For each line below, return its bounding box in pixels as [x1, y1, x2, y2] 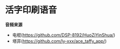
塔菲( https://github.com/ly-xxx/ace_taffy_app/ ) [12, 38, 107, 44]
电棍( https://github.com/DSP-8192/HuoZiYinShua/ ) [12, 32, 116, 38]
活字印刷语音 [5, 4, 58, 16]
